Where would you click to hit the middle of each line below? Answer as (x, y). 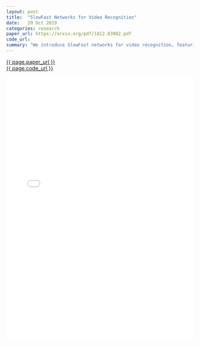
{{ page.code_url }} (30, 68)
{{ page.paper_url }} (31, 62)
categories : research (33, 28)
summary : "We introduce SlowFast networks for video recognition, (90, 45)
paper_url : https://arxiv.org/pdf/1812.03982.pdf (69, 34)
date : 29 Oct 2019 (32, 23)
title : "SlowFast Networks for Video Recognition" (71, 17)
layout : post (22, 12)
